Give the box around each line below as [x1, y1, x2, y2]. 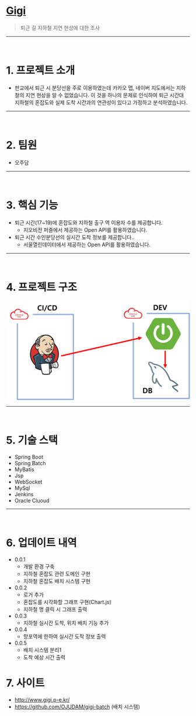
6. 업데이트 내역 [6, 536, 77, 549]
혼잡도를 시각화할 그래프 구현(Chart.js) [23, 598, 112, 605]
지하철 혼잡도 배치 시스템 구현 [23, 577, 90, 584]
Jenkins [14, 490, 34, 497]
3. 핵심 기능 [6, 199, 58, 212]
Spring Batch [14, 459, 46, 466]
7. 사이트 [6, 676, 45, 690]
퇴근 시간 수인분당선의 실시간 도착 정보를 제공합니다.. [14, 233, 135, 241]
